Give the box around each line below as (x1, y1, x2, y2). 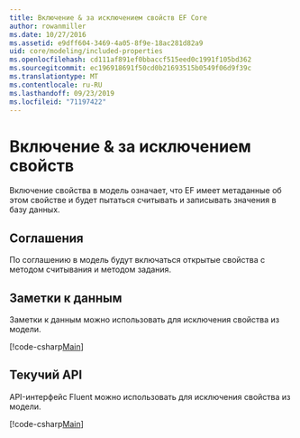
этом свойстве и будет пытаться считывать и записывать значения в (9, 195, 277, 206)
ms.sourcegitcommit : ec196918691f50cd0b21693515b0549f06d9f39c (9, 64, 252, 73)
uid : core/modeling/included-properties (9, 47, 164, 56)
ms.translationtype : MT (9, 72, 99, 81)
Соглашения (9, 230, 84, 246)
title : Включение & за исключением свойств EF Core (9, 13, 207, 23)
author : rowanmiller (9, 22, 87, 31)
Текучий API (9, 368, 83, 383)
